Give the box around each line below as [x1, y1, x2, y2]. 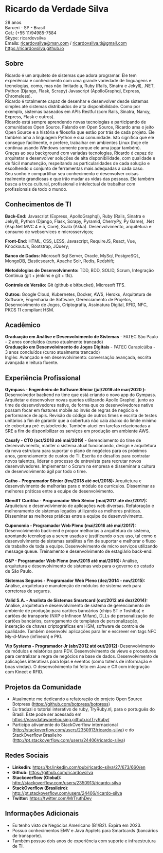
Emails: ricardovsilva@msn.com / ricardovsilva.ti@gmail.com [5, 40, 127, 46]
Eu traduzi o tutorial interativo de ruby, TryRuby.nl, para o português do [12, 707, 155, 712]
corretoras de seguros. [5, 588, 51, 594]
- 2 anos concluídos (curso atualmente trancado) [5, 339, 104, 345]
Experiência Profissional [5, 374, 81, 382]
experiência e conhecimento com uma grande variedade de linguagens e [5, 77, 152, 83]
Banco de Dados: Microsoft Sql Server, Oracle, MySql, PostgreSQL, [5, 253, 141, 258]
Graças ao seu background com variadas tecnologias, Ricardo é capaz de [5, 150, 153, 156]
